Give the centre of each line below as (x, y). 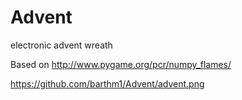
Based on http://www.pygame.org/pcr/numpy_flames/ (121, 64)
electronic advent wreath (61, 45)
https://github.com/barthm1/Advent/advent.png (107, 83)
